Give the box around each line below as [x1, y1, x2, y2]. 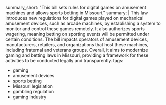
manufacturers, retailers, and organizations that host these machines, [5, 42, 149, 47]
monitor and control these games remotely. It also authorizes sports [5, 26, 145, 32]
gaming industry [12, 94, 47, 100]
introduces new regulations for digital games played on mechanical [5, 15, 144, 21]
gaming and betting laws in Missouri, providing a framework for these [5, 52, 149, 58]
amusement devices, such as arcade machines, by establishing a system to [5, 20, 161, 26]
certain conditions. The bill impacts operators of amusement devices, [5, 36, 149, 42]
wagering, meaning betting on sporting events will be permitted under [5, 31, 149, 37]
